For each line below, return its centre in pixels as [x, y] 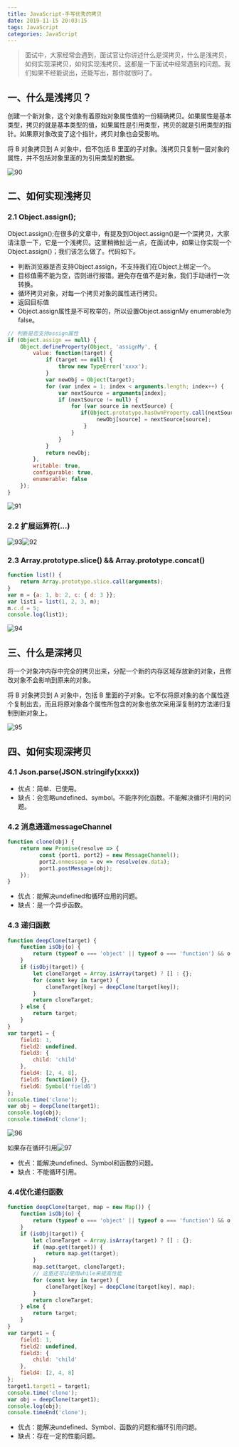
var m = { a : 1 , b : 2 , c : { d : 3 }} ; [62, 595]
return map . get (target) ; [82, 1254]
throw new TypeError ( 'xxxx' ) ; [103, 367]
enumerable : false [60, 479]
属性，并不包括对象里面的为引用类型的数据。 [73, 158]
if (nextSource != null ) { [98, 400]
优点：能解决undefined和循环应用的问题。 [79, 896]
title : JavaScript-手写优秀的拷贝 [55, 14]
